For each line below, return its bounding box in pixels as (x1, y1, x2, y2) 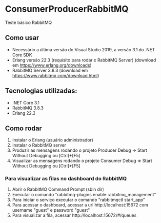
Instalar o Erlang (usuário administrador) (12, 137, 94, 143)
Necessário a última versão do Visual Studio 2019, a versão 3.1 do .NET (12, 46, 155, 52)
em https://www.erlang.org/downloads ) (12, 62, 92, 68)
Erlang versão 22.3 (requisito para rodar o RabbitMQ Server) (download (12, 57, 156, 63)
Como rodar (5, 124, 42, 132)
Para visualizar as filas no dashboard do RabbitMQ (5, 175, 127, 182)
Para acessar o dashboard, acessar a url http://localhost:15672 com (12, 202, 149, 208)
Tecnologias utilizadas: (5, 87, 77, 95)
